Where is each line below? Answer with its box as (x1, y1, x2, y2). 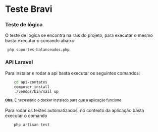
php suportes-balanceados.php (7, 47, 70, 53)
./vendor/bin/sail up (14, 89, 58, 94)
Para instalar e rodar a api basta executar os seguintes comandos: (5, 70, 140, 76)
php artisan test (14, 123, 50, 128)
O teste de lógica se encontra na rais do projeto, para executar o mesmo (5, 32, 153, 38)
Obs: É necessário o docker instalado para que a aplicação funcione (5, 98, 122, 103)
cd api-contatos (14, 79, 48, 85)
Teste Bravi (5, 3, 53, 15)
